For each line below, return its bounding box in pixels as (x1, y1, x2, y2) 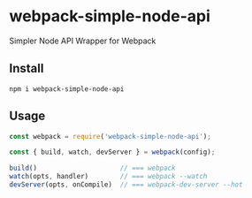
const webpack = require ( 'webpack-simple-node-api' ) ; (9, 132, 212, 141)
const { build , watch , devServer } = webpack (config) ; (9, 148, 216, 156)
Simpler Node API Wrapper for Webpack (9, 35, 157, 46)
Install (9, 61, 44, 76)
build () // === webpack (9, 164, 176, 173)
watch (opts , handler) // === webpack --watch (9, 172, 208, 181)
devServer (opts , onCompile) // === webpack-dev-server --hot (9, 180, 243, 189)
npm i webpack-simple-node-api (9, 84, 125, 94)
